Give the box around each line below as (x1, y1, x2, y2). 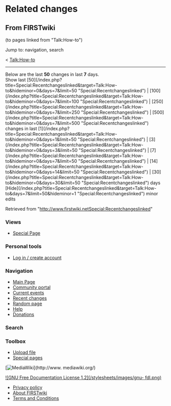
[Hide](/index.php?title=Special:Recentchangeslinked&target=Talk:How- (5, 185, 157, 191)
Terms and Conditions (12, 395, 60, 401)
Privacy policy (12, 385, 43, 391)
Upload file (12, 349, 36, 356)
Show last (5, 77, 26, 83)
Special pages (12, 355, 43, 361)
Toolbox (5, 338, 26, 345)
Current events (12, 289, 44, 296)
